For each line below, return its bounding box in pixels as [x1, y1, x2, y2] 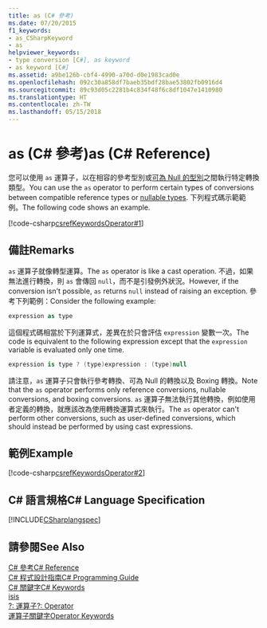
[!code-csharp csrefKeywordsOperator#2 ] [8, 468, 146, 478]
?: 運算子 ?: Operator [8, 601, 74, 610]
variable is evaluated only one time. [8, 344, 125, 355]
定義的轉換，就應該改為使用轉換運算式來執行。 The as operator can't [14, 404, 240, 414]
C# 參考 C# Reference [8, 563, 80, 572]
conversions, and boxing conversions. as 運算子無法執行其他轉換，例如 [8, 394, 241, 403]
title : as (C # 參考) [8, 11, 74, 20]
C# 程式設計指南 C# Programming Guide [8, 572, 139, 582]
